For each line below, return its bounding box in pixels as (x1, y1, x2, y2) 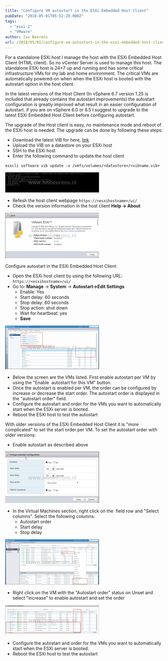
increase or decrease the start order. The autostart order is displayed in (12, 390, 160, 396)
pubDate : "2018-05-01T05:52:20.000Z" (5, 13, 84, 19)
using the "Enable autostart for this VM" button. (12, 379, 111, 385)
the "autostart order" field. (12, 395, 67, 401)
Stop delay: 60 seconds (19, 299, 69, 305)
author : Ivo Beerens (5, 35, 48, 40)
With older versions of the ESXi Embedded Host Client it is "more (5, 421, 139, 427)
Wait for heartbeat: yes (19, 310, 67, 316)
